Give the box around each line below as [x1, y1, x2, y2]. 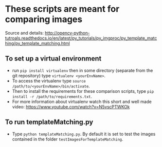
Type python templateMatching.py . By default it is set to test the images [12, 131, 156, 137]
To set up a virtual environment [5, 55, 102, 63]
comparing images [5, 14, 83, 25]
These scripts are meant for [5, 3, 120, 15]
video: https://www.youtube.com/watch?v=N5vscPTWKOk [12, 104, 130, 109]
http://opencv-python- [44, 30, 90, 36]
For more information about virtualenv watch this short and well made [12, 99, 152, 105]
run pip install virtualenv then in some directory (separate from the [12, 67, 153, 73]
